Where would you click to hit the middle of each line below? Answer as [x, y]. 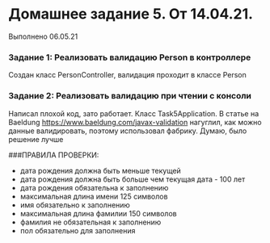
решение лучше [36, 139]
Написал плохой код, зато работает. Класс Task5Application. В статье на [134, 113]
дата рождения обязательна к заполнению [94, 187]
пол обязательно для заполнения [78, 230]
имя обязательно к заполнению [75, 205]
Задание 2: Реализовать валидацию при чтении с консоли [130, 96]
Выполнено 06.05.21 [43, 36]
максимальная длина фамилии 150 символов [98, 213]
